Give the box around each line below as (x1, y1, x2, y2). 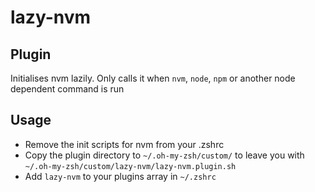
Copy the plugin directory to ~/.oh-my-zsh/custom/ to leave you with (24, 149, 305, 161)
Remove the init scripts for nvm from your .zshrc (24, 138, 225, 150)
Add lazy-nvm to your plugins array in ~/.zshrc (24, 170, 217, 182)
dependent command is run (10, 83, 125, 95)
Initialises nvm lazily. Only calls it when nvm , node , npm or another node (10, 72, 296, 84)
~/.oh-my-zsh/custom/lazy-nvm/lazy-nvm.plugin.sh (24, 161, 237, 171)
